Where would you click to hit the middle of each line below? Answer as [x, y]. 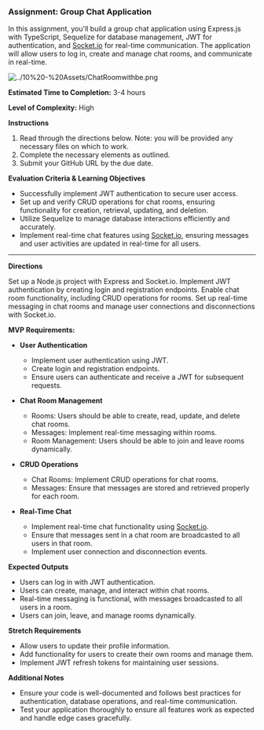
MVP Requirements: [42, 330]
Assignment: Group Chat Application [80, 12]
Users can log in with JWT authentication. [87, 582]
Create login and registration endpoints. [95, 369]
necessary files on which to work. [74, 147]
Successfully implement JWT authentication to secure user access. [128, 194]
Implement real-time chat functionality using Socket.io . [120, 527]
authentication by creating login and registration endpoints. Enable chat [124, 290]
